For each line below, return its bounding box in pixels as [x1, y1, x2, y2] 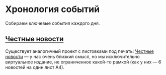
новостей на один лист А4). [5, 64, 64, 70]
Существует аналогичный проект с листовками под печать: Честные [5, 48, 154, 54]
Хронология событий [5, 4, 100, 15]
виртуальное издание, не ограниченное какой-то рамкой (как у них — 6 [5, 59, 161, 65]
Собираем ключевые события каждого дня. [5, 20, 100, 26]
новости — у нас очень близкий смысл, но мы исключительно [5, 53, 140, 59]
